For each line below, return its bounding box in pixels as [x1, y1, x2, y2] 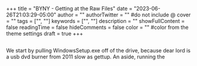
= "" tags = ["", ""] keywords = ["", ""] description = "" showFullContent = [6, 18, 185, 24]
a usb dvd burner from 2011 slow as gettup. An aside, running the [6, 53, 165, 61]
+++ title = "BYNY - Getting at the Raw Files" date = [6, 5, 133, 12]
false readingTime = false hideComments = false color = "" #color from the [6, 24, 189, 31]
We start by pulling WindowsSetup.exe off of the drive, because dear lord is [6, 47, 191, 54]
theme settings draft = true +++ [6, 30, 83, 37]
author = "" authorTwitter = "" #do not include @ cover [57, 11, 191, 18]
